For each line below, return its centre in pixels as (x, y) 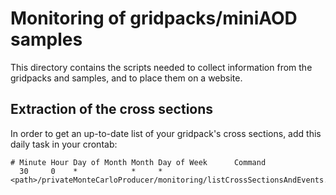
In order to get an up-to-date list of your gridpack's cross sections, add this (166, 133)
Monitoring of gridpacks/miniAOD (154, 18)
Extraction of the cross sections (112, 109)
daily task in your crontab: (64, 144)
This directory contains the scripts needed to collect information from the (161, 67)
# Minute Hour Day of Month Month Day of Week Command (138, 162)
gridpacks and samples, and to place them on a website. (126, 78)
